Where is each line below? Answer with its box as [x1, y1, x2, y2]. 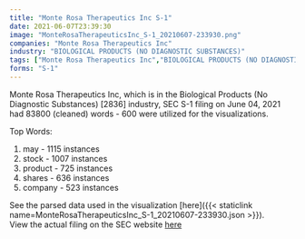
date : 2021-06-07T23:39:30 [9, 22, 112, 31]
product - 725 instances [22, 163, 113, 174]
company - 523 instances [22, 182, 120, 193]
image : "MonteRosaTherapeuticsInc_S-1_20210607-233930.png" [9, 30, 242, 39]
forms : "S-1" [9, 65, 59, 74]
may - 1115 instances [22, 143, 100, 154]
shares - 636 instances [22, 172, 110, 183]
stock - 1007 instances [22, 153, 108, 164]
